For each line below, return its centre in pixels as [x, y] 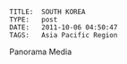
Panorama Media [41, 52]
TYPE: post [34, 20]
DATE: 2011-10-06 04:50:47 [63, 28]
